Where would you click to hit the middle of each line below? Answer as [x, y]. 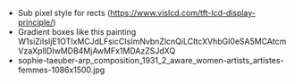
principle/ [35, 22]
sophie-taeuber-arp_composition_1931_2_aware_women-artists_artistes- [151, 60]
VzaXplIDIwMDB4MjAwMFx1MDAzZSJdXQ [97, 51]
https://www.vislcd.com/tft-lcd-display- [183, 13]
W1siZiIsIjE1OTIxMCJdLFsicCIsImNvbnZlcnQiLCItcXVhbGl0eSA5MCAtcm [152, 41]
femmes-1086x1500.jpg [61, 70]
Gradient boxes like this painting [77, 32]
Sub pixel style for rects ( [64, 13]
